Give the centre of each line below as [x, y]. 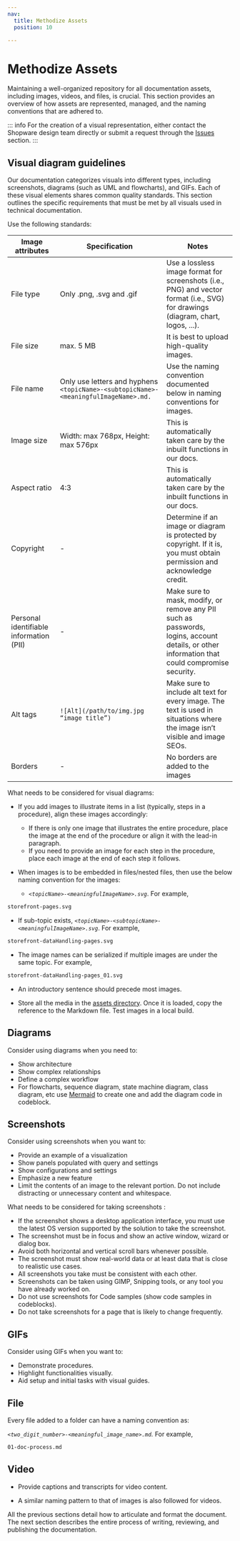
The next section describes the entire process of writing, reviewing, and [113, 1522]
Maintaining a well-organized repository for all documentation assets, [110, 89]
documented [188, 384]
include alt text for [197, 692]
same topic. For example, [55, 962]
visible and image [196, 737]
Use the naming [193, 366]
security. [181, 672]
